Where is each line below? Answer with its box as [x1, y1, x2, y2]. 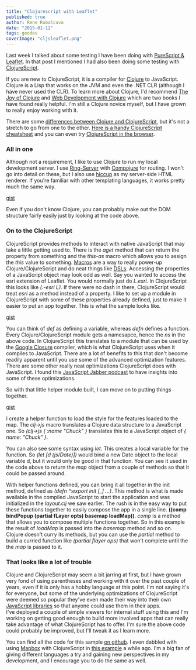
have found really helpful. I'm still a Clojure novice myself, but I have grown [6, 101, 186, 107]
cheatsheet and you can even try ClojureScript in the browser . [6, 130, 155, 138]
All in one [6, 145, 33, 153]
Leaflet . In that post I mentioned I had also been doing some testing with [6, 58, 180, 65]
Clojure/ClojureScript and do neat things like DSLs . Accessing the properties [6, 264, 190, 272]
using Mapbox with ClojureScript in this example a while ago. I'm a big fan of [6, 644, 190, 651]
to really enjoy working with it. [6, 106, 78, 114]
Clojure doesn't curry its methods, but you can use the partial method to [6, 531, 180, 538]
